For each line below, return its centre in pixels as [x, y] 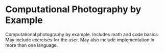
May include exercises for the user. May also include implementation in [80, 40]
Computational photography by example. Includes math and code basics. [82, 34]
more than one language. [32, 45]
